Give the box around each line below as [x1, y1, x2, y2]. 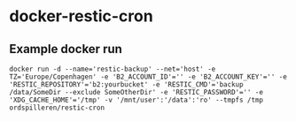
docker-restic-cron [9, 6, 153, 26]
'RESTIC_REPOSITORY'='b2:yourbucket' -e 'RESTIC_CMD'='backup [9, 80, 244, 89]
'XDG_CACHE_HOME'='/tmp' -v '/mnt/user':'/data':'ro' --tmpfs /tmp [9, 95, 264, 104]
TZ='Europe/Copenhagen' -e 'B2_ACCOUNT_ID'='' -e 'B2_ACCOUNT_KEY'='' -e [9, 72, 288, 81]
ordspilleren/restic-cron [9, 103, 105, 112]
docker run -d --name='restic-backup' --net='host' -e [9, 64, 216, 73]
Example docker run [9, 42, 122, 57]
